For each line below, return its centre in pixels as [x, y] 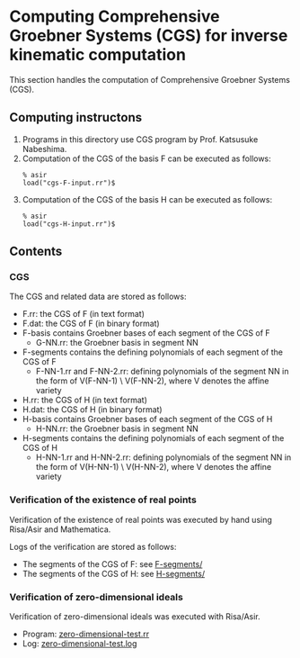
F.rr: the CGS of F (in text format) [84, 314]
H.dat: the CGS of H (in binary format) [93, 410]
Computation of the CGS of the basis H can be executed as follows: [147, 199]
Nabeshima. [44, 149]
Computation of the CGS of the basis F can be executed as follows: [146, 158]
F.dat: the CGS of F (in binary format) [91, 324]
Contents [36, 252]
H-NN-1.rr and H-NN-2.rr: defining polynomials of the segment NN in [163, 457]
